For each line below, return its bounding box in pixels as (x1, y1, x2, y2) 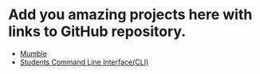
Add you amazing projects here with (8, 6, 253, 24)
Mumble (19, 49, 48, 58)
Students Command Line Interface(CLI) (19, 57, 149, 67)
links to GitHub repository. (8, 22, 187, 41)
